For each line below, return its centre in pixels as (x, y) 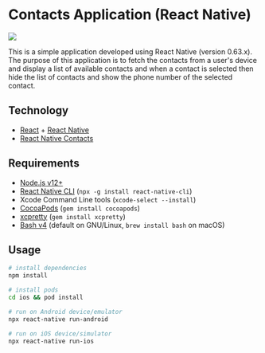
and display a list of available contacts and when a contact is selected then (131, 69)
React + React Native (55, 130)
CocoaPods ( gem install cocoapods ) (80, 208)
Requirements (44, 164)
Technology (39, 110)
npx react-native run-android (58, 319)
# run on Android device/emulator (66, 312)
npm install (28, 276)
